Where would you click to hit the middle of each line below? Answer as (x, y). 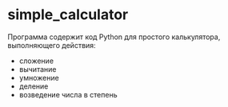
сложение (36, 61)
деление (34, 86)
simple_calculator (68, 15)
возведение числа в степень (68, 94)
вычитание (38, 69)
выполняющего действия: (52, 45)
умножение (39, 77)
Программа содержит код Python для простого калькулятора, (114, 37)
